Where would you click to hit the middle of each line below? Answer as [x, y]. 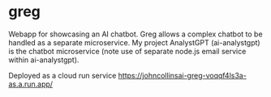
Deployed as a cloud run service [62, 75]
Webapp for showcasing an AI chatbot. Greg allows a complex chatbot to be [135, 34]
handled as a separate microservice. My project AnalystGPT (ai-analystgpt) [135, 42]
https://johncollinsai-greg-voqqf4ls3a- [183, 75]
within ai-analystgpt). [44, 60]
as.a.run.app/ [31, 84]
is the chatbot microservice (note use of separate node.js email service [127, 51]
